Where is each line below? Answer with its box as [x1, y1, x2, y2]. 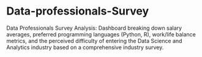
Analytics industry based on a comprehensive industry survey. [6, 44, 164, 51]
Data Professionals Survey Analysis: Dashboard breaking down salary [6, 24, 182, 32]
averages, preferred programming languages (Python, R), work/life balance [6, 30, 196, 38]
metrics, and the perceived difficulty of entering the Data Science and [6, 37, 182, 44]
